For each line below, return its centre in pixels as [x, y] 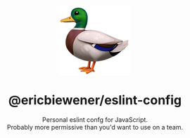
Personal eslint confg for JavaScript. [95, 119]
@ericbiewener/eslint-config [95, 101]
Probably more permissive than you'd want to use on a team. [95, 127]
